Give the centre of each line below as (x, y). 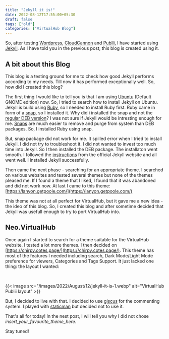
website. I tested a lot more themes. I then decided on (61, 245)
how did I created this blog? (34, 87)
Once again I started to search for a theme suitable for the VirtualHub (77, 239)
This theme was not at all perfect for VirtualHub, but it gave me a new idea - (84, 201)
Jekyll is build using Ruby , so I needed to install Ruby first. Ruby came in (80, 107)
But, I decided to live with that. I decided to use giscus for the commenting (82, 301)
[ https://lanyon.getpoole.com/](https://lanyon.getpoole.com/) (69, 191)
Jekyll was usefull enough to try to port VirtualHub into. (63, 212)
